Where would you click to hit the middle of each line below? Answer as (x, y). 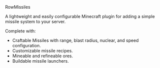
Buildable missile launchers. (40, 61)
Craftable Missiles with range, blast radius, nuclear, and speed (75, 40)
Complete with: (20, 31)
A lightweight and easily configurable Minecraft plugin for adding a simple (80, 16)
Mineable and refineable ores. (43, 56)
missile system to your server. (35, 22)
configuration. (26, 45)
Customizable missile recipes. (42, 51)
